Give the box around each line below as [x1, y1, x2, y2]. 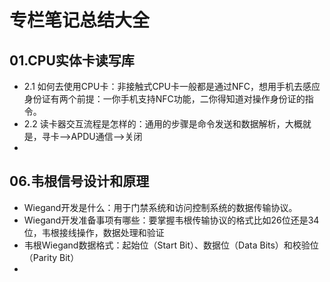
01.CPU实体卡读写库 [9, 52, 135, 69]
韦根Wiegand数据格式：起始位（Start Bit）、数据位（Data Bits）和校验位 [23, 239, 319, 251]
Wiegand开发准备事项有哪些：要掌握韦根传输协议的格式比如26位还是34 [23, 214, 320, 226]
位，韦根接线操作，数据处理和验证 [23, 226, 165, 238]
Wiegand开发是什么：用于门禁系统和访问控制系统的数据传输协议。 [23, 201, 298, 213]
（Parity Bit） [23, 251, 80, 263]
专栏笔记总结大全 [9, 9, 151, 32]
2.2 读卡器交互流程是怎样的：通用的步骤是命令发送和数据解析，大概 [23, 118, 303, 130]
